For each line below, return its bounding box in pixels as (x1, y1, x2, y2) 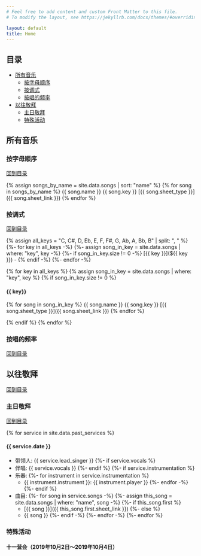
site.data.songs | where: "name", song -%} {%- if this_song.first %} (14, 499, 181, 506)
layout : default (6, 25, 47, 31)
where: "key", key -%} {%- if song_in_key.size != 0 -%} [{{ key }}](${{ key (6, 250, 188, 257)
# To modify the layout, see (6, 14, 79, 20)
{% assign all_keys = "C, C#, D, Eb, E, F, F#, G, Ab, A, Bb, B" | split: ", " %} (6, 237, 188, 244)
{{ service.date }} (6, 443, 51, 450)
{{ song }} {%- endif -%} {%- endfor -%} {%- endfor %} (23, 511, 163, 518)
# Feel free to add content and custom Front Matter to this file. (6, 8, 178, 15)
